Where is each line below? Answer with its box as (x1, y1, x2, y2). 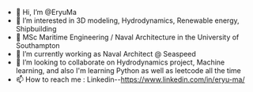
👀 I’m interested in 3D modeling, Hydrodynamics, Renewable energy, (15, 16, 240, 25)
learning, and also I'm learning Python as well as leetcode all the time (15, 66, 241, 75)
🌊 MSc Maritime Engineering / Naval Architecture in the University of (15, 32, 240, 42)
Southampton (15, 41, 61, 50)
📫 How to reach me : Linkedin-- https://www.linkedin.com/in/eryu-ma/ (15, 75, 245, 84)
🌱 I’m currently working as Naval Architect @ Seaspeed (15, 50, 196, 58)
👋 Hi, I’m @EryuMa (15, 8, 77, 17)
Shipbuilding (15, 24, 57, 33)
